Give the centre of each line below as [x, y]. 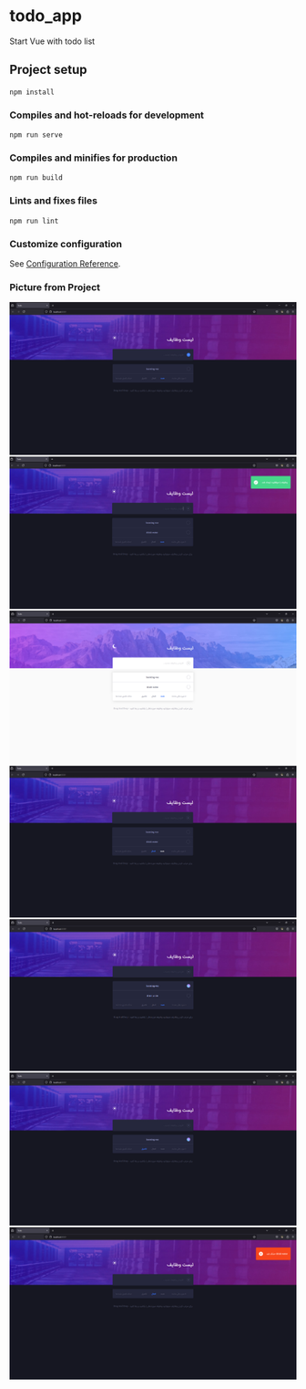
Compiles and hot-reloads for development [107, 115]
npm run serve [36, 135]
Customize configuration [66, 244]
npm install [32, 92]
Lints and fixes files [54, 201]
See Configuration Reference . [65, 263]
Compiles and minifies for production [93, 158]
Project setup [49, 70]
